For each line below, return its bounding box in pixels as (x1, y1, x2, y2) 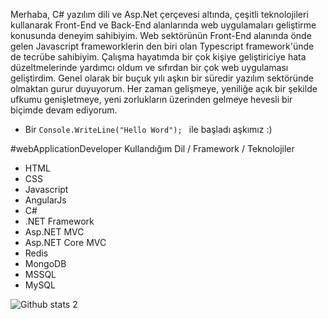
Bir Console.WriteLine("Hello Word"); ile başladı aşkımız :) (24, 124, 273, 135)
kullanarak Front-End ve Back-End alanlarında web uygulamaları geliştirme (10, 19, 317, 31)
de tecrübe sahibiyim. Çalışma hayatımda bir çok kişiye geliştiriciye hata (10, 51, 307, 63)
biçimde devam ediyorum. (10, 104, 118, 116)
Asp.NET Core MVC (24, 237, 107, 248)
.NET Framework (24, 215, 95, 227)
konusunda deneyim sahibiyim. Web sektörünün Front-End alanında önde (10, 30, 312, 41)
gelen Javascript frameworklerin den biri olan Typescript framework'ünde (10, 40, 315, 52)
